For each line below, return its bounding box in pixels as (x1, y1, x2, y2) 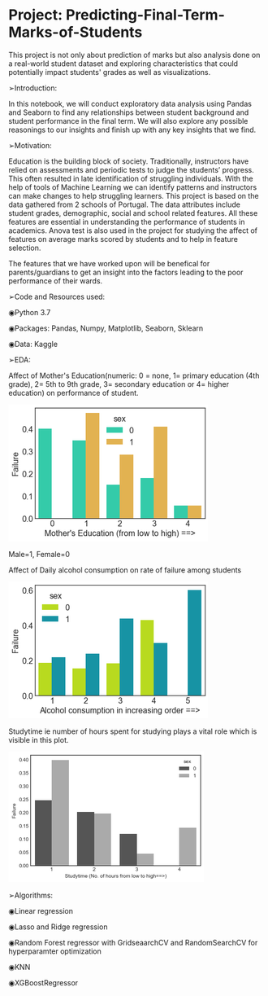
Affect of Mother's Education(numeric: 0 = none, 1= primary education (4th (8, 371, 260, 380)
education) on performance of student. (8, 388, 140, 397)
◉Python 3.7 (8, 307, 51, 317)
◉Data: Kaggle (8, 339, 58, 349)
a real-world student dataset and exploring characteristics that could (8, 59, 238, 68)
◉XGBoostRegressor (8, 977, 79, 987)
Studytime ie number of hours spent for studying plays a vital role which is (8, 726, 257, 736)
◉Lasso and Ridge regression (8, 922, 108, 932)
